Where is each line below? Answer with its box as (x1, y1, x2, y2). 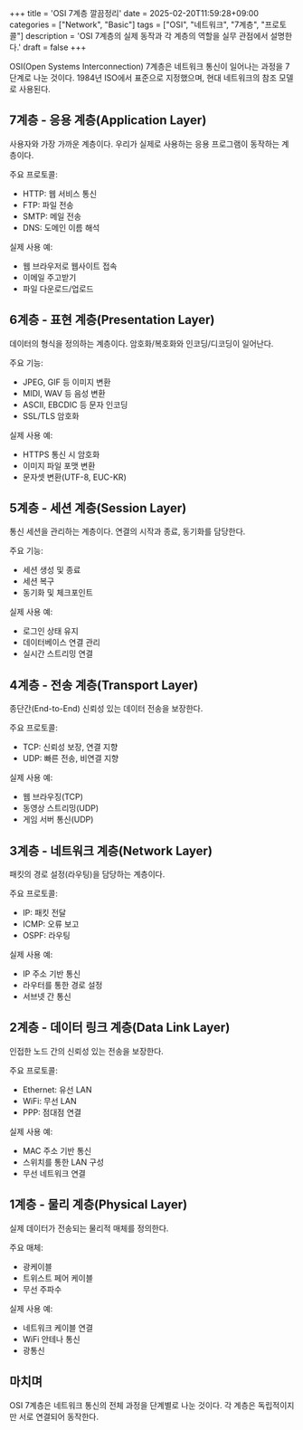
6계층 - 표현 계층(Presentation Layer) (9, 312, 215, 328)
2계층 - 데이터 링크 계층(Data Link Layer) (9, 1020, 231, 1035)
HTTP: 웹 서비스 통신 (22, 188, 98, 199)
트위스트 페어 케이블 (22, 1273, 93, 1283)
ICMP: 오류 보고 (22, 919, 80, 929)
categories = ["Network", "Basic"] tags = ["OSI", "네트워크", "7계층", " (9, 19, 265, 30)
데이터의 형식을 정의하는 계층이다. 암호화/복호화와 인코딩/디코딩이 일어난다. (9, 338, 274, 348)
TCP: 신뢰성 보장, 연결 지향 (22, 741, 118, 753)
